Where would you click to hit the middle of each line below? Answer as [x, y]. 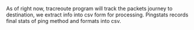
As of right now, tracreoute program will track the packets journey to [89, 9]
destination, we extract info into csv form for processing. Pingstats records [97, 15]
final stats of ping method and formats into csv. [64, 21]
